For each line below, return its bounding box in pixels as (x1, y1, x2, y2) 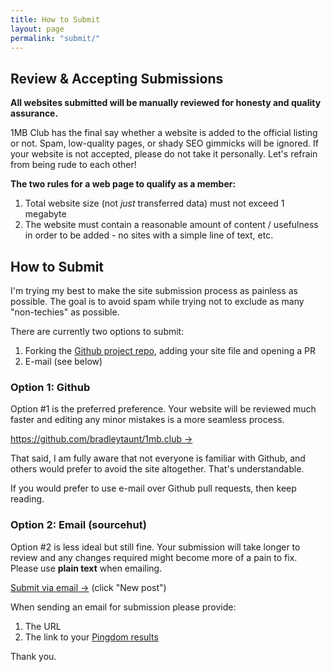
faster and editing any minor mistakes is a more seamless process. (10, 414, 285, 426)
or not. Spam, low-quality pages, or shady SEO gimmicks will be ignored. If (10, 137, 319, 150)
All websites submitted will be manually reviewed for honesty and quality (10, 97, 322, 109)
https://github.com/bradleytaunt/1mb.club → (10, 433, 193, 445)
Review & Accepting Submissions (10, 70, 224, 87)
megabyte (24, 208, 67, 220)
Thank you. (10, 650, 57, 662)
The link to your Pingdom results (24, 631, 159, 643)
